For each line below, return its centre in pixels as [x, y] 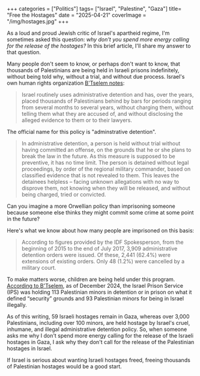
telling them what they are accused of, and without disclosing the [102, 114]
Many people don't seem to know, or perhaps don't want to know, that [94, 64]
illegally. [17, 305]
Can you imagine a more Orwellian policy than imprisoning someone [91, 206]
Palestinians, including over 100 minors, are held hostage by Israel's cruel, [98, 323]
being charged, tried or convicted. [64, 194]
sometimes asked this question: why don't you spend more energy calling [98, 39]
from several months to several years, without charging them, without [108, 107]
